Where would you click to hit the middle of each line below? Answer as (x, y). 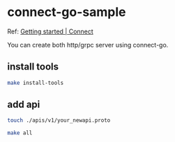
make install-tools (36, 83)
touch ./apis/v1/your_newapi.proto (59, 120)
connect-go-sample (67, 12)
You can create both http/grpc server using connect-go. (88, 45)
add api (24, 105)
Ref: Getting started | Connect (51, 31)
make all (20, 133)
